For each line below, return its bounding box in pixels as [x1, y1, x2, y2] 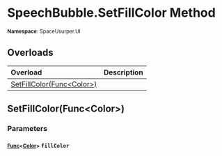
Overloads [7, 47, 54, 58]
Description [103, 68, 144, 77]
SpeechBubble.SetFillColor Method [7, 5, 216, 21]
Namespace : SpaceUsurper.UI [7, 28, 81, 35]
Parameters [7, 124, 47, 134]
